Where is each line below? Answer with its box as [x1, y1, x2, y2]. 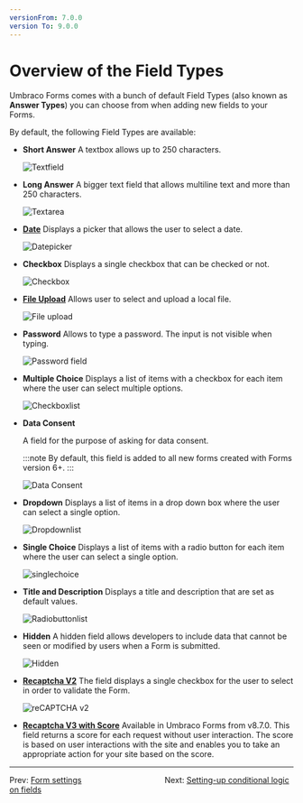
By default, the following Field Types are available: [9, 127, 197, 138]
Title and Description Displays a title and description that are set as [22, 586, 275, 597]
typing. [22, 338, 50, 349]
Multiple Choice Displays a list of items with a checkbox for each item [22, 374, 283, 384]
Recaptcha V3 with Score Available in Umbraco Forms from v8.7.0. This [22, 720, 290, 731]
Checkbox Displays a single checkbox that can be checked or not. [22, 259, 271, 270]
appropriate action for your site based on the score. [22, 749, 215, 760]
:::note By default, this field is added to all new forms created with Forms [22, 453, 293, 464]
